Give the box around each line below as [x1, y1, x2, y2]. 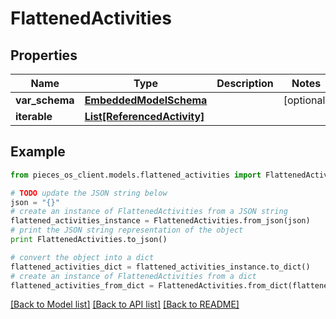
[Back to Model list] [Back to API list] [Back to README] [10, 298, 240, 311]
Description [216, 77, 274, 90]
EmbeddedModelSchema [84, 93, 208, 107]
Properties [10, 47, 78, 64]
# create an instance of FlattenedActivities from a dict [10, 271, 257, 281]
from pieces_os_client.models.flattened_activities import [10, 170, 262, 180]
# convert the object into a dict [10, 252, 155, 262]
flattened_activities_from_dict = [10, 280, 155, 291]
